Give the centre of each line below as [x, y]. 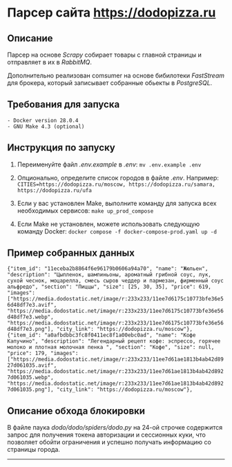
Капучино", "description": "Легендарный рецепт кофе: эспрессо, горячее [114, 341]
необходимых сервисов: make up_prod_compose [85, 210]
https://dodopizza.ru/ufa [54, 190]
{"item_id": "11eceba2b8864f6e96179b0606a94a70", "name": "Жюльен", [108, 269]
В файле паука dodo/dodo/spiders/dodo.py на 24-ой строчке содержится [115, 428]
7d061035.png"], [30, 390]
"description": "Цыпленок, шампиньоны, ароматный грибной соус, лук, [109, 275]
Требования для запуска [64, 105]
